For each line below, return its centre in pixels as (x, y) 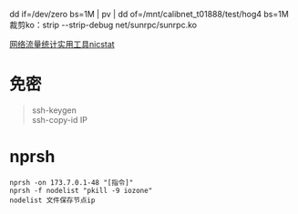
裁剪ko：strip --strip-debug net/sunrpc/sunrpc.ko (103, 25)
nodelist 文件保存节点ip (52, 200)
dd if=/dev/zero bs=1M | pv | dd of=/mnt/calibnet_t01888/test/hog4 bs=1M (149, 14)
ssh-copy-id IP (60, 119)
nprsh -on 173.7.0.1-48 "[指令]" (72, 182)
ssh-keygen (54, 110)
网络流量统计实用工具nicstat (62, 44)
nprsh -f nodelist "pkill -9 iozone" (81, 190)
